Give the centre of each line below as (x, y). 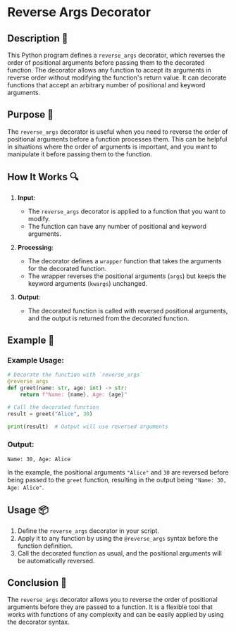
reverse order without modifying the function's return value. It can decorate (117, 77)
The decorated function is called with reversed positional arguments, (128, 311)
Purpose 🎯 (31, 114)
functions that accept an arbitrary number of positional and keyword (106, 85)
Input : (26, 197)
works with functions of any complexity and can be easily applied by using (116, 615)
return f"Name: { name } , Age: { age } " (74, 394)
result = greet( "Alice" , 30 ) (50, 414)
